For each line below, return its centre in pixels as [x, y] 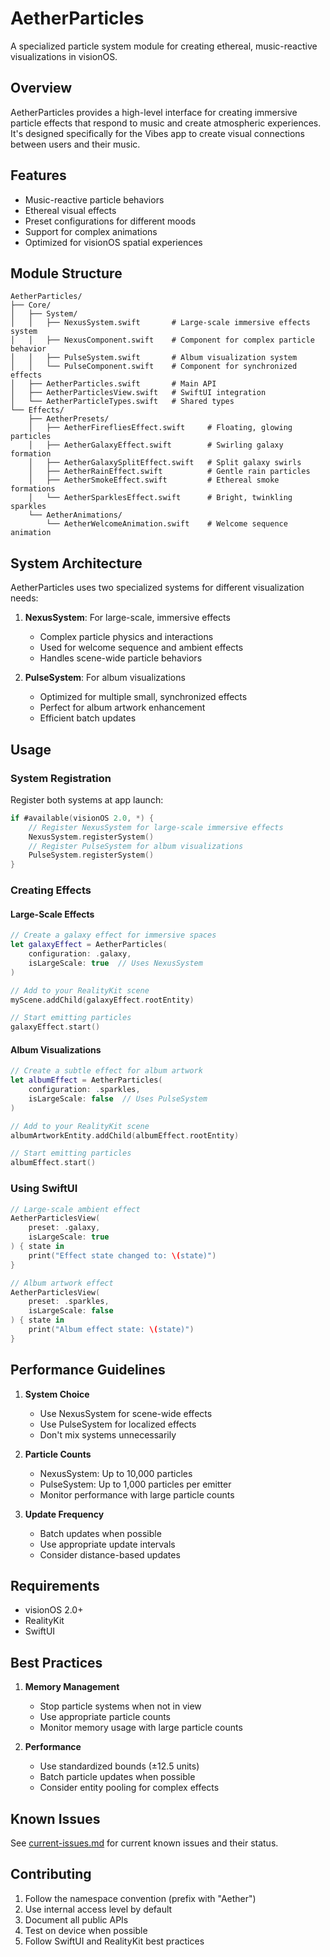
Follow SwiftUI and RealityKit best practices [114, 1941]
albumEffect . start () [53, 1163]
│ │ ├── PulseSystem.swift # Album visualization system [154, 358]
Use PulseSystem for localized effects [118, 1424]
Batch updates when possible [100, 1533]
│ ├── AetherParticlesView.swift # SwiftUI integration [138, 393]
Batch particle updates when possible [117, 1777]
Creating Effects [51, 890]
